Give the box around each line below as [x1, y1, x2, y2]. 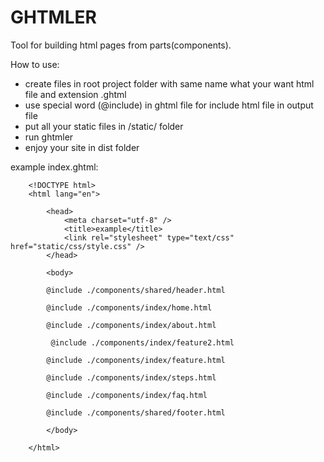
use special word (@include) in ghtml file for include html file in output [24, 99, 314, 111]
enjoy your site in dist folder [24, 141, 140, 153]
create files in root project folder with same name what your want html [24, 77, 315, 90]
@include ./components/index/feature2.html [50, 337, 235, 348]
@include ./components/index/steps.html [46, 372, 217, 383]
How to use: [10, 58, 60, 70]
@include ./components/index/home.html [46, 302, 213, 313]
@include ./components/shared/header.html [46, 285, 226, 295]
